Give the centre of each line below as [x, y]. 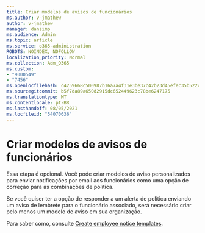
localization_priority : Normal [46, 57]
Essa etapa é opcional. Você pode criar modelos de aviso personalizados [98, 174]
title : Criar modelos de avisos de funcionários [69, 12]
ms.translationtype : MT [37, 97]
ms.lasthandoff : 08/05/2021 [42, 108]
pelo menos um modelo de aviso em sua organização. [74, 212]
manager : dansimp [28, 29]
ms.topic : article [30, 40]
